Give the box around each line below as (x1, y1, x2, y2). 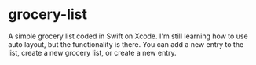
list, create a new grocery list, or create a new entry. (8, 48, 177, 57)
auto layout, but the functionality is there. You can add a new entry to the (8, 39, 244, 49)
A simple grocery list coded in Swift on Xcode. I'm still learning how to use (8, 31, 249, 41)
